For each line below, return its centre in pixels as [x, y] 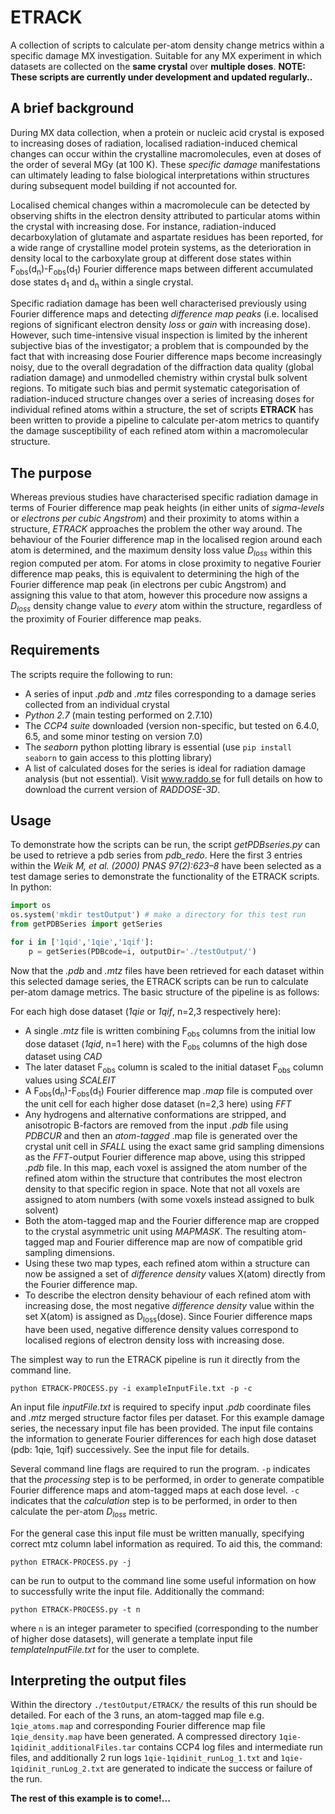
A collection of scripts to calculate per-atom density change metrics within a [167, 45]
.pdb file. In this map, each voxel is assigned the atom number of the [166, 1167]
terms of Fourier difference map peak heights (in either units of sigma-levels [167, 508]
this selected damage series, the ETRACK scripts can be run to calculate [159, 981]
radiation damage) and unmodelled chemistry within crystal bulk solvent [159, 378]
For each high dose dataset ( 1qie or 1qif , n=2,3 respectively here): [146, 1011]
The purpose [51, 472]
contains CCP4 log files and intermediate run [230, 1747]
